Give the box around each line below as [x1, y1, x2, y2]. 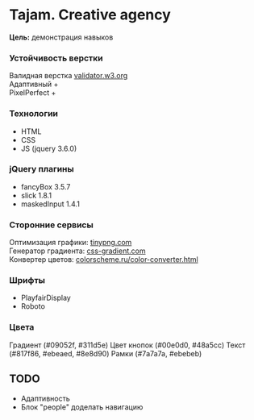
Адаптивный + [9, 79, 59, 89]
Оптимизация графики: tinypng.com [9, 238, 132, 247]
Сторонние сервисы [9, 219, 94, 231]
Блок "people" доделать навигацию [20, 401, 144, 412]
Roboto [20, 301, 45, 311]
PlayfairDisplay [20, 293, 71, 303]
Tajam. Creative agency [9, 6, 172, 24]
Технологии [9, 108, 59, 119]
